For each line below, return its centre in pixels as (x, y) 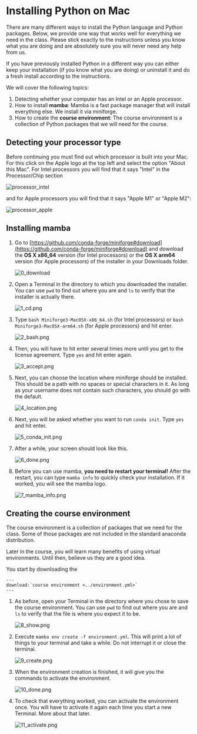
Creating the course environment (68, 513)
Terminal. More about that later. (53, 713)
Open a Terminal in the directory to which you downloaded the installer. (101, 284)
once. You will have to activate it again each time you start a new (93, 707)
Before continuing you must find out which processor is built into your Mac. (97, 157)
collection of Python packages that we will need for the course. (91, 124)
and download (166, 249)
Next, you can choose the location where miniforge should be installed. (101, 378)
